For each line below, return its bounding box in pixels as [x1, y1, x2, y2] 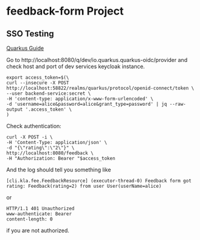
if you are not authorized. [6, 227, 70, 234]
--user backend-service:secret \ [6, 91, 91, 97]
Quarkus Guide [6, 44, 44, 52]
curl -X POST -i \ [6, 134, 53, 140]
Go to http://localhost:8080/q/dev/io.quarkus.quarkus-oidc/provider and [6, 57, 188, 63]
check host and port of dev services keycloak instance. [6, 63, 145, 70]
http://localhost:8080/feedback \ [6, 150, 94, 156]
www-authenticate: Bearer [6, 211, 72, 217]
